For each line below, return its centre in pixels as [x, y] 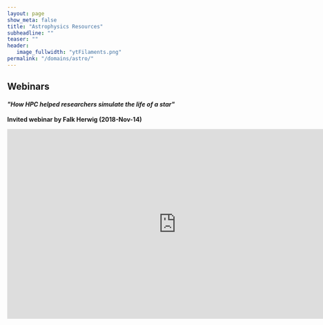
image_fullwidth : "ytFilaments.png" [69, 53]
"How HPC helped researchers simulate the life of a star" [91, 104]
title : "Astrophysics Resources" [55, 26]
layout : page [26, 13]
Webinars [28, 87]
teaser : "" [23, 39]
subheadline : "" [30, 33]
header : [18, 46]
